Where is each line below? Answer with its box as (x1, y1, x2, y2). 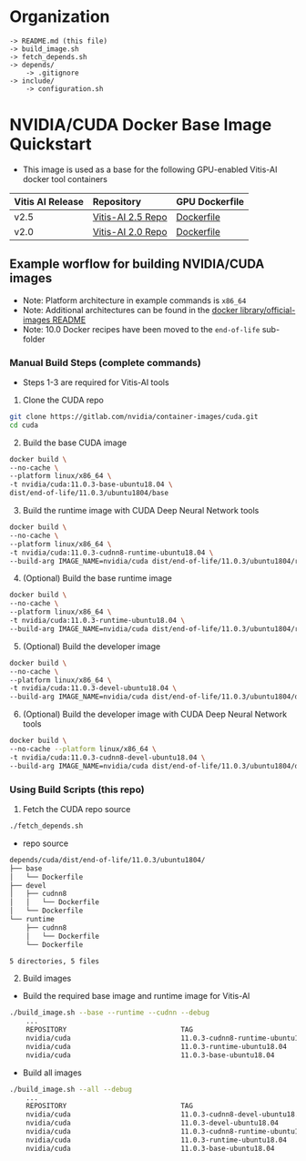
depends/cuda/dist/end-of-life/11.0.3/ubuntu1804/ (9, 855, 206, 864)
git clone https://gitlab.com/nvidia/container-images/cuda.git (9, 412, 259, 421)
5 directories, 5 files (9, 956, 100, 966)
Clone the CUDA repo (22, 394, 105, 405)
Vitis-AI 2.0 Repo (92, 225, 168, 238)
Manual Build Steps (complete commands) (9, 356, 202, 369)
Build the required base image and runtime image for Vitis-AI (22, 991, 250, 1002)
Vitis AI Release (14, 195, 85, 208)
